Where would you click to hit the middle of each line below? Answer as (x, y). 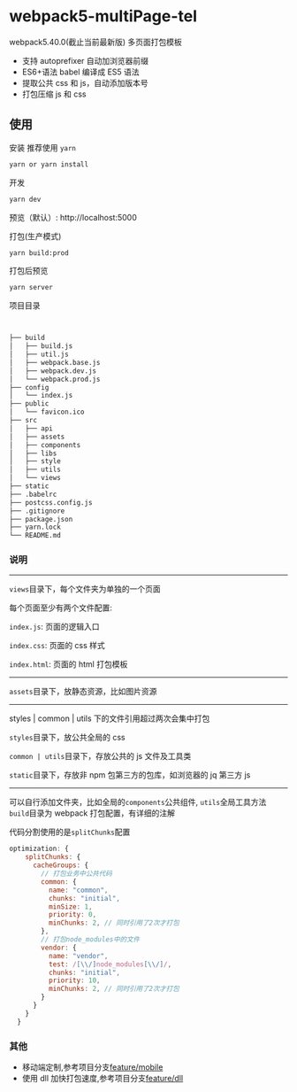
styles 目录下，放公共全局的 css (67, 738)
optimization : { (39, 849)
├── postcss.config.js (51, 502)
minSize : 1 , (70, 906)
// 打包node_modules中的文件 (91, 940)
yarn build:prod (39, 253)
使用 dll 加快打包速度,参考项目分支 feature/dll (103, 1078)
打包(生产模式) (35, 236)
